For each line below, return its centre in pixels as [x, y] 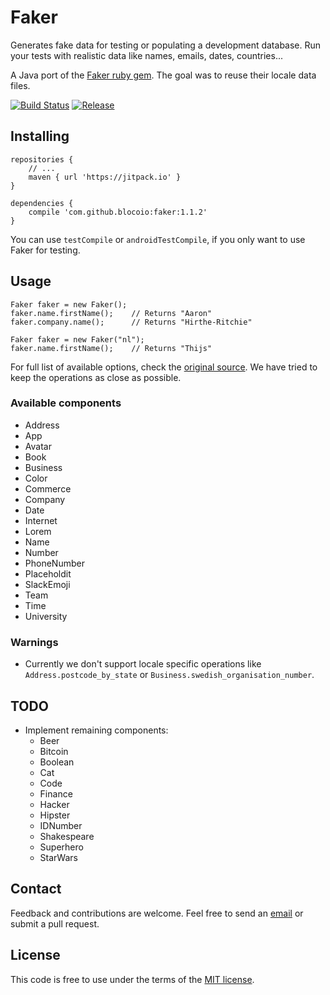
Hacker [54, 804]
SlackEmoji [47, 584]
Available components [66, 403]
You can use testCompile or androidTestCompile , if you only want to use [158, 239]
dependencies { [42, 203]
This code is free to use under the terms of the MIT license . [132, 979]
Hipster [55, 815]
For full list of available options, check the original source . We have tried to [164, 367]
